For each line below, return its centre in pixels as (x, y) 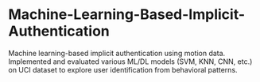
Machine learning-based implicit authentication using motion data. (117, 53)
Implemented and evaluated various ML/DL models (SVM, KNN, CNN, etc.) (130, 61)
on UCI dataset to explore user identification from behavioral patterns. (123, 69)
